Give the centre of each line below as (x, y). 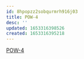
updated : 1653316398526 (35, 28)
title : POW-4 (22, 17)
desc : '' (17, 22)
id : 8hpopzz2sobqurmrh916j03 (42, 12)
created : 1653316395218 (35, 34)
